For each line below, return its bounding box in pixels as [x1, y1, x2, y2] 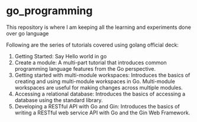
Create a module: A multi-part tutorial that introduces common [14, 59, 167, 66]
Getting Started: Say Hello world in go [14, 52, 107, 60]
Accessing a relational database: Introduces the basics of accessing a [14, 90, 186, 97]
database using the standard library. [14, 96, 104, 104]
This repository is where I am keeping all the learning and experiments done [6, 24, 191, 31]
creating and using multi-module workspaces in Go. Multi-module [14, 78, 176, 85]
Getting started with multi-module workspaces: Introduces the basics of [14, 71, 190, 78]
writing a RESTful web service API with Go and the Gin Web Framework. [14, 109, 190, 116]
